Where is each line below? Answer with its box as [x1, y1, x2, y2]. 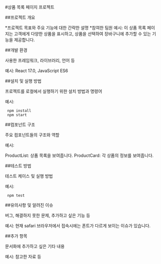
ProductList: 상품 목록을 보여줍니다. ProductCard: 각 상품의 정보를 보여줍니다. [5, 153, 154, 158]
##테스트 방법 [5, 163, 32, 169]
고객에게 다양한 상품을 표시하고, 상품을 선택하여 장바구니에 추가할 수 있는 [14, 31, 151, 36]
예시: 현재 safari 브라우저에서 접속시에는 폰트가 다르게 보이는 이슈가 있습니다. [5, 223, 151, 229]
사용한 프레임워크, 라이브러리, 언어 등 [5, 58, 75, 63]
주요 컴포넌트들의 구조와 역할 [5, 132, 60, 138]
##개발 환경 [5, 47, 28, 53]
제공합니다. [14, 37, 35, 43]
